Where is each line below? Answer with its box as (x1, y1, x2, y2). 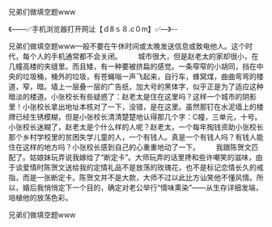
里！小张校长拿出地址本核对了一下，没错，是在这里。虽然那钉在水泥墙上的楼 (8, 102, 264, 111)
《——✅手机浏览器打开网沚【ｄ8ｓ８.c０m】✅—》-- (8, 24, 178, 34)
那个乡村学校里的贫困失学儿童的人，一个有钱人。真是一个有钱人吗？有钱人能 (8, 132, 264, 141)
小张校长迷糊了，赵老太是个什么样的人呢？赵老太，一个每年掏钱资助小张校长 (8, 122, 264, 132)
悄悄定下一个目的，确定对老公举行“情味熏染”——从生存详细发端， (43, 183, 263, 192)
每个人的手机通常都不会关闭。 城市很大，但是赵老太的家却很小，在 (22, 52, 259, 61)
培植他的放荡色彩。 (8, 193, 73, 202)
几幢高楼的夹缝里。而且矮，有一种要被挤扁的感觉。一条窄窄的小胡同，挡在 (8, 61, 257, 71)
